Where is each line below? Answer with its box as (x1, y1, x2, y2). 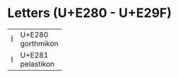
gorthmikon (20, 38, 59, 48)
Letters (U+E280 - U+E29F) (7, 5, 172, 21)
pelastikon (20, 59, 55, 69)
